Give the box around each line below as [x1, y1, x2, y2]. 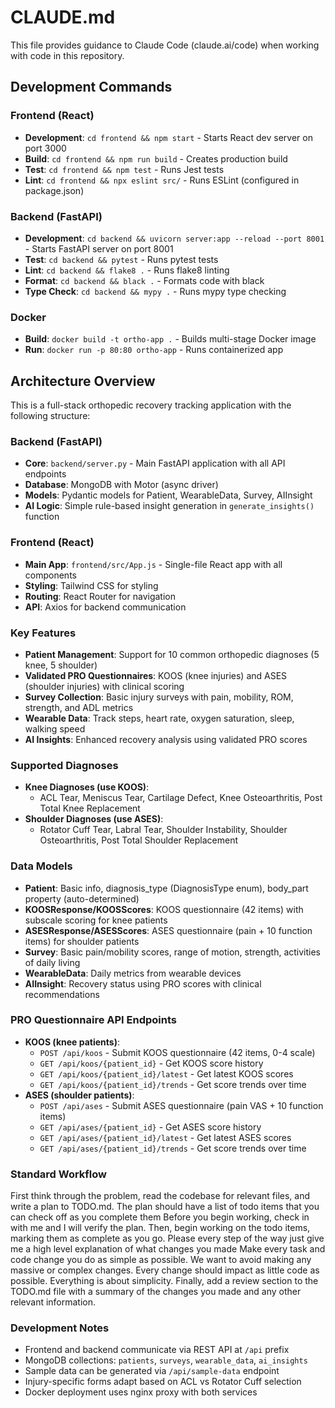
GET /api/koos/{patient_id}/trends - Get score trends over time [39, 1078, 307, 1090]
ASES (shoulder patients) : [24, 1089, 135, 1101]
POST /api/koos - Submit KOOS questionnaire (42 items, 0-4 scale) [39, 1046, 316, 1058]
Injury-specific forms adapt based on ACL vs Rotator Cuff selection [24, 1376, 302, 1388]
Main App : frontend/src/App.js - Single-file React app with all [24, 558, 283, 570]
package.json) [24, 184, 85, 196]
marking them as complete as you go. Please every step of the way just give [10, 1232, 325, 1245]
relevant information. [10, 1296, 97, 1308]
